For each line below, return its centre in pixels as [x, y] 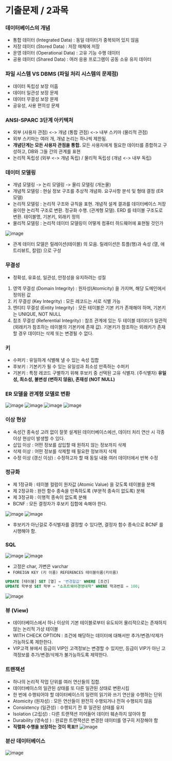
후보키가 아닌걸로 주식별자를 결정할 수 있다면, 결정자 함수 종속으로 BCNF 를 [88, 524]
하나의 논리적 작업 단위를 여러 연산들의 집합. [57, 681]
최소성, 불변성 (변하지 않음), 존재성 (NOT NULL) [68, 379]
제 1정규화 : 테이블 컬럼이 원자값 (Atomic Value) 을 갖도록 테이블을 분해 [84, 484]
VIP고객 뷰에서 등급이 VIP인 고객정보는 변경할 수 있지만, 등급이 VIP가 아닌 [87, 648]
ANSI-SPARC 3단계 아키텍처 [39, 120]
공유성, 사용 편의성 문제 [36, 105]
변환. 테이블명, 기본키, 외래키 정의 [46, 217]
